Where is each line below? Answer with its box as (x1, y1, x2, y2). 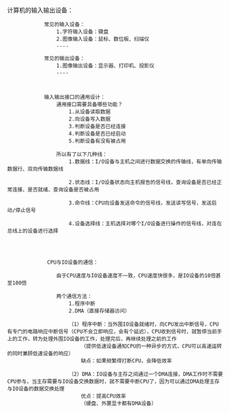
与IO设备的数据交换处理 (7, 385, 65, 392)
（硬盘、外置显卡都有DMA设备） (80, 400, 157, 407)
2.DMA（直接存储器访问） (68, 308, 130, 315)
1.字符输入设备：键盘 (56, 28, 108, 35)
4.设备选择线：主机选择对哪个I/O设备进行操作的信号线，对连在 (68, 220, 222, 227)
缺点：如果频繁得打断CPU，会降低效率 (80, 357, 172, 364)
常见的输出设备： (43, 55, 86, 62)
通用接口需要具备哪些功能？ (56, 101, 124, 108)
